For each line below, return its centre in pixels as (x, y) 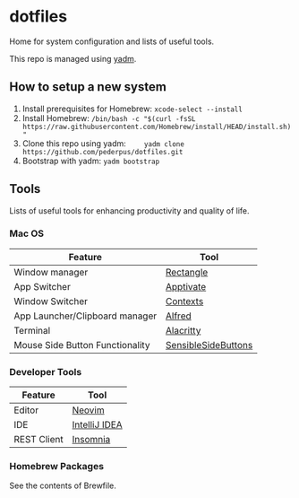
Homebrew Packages (57, 467)
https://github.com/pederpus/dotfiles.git (103, 152)
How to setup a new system (88, 87)
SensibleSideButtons (209, 345)
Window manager (51, 272)
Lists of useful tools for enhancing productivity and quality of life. (129, 210)
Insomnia (91, 440)
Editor (26, 410)
